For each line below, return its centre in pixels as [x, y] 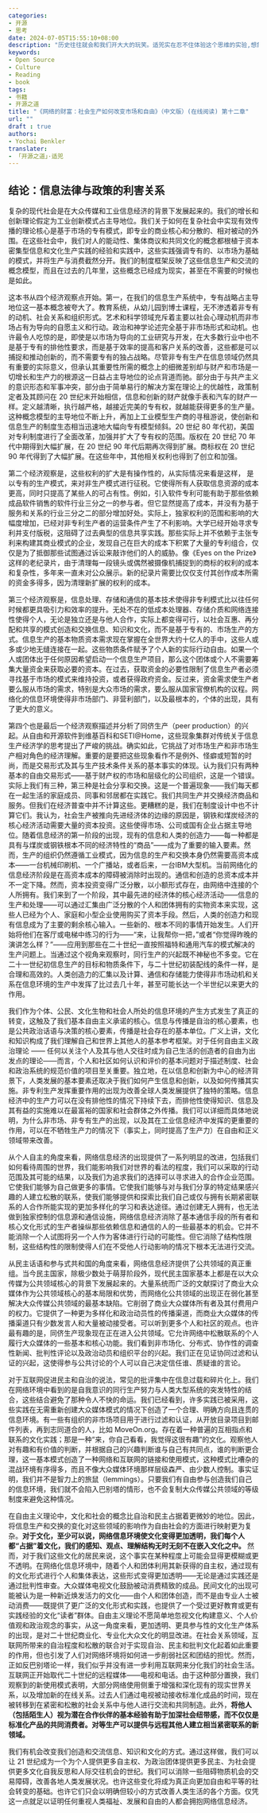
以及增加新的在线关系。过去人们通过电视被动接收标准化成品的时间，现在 [140, 1695]
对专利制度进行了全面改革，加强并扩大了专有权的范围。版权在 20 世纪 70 [128, 437]
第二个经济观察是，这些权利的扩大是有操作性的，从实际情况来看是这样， [126, 473]
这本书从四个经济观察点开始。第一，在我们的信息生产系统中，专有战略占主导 [133, 297]
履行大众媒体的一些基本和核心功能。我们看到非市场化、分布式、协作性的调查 [133, 1343]
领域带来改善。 [33, 1140]
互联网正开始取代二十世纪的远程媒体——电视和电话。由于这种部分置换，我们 [133, 1675]
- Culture [25, 68]
